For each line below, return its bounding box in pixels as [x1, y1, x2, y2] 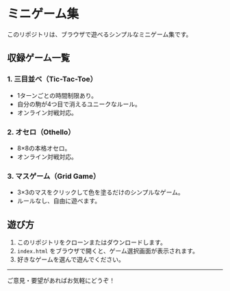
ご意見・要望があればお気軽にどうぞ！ [7, 277, 115, 285]
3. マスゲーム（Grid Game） [7, 171, 101, 181]
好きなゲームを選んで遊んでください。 [16, 255, 125, 264]
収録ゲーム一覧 [7, 52, 71, 64]
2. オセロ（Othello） [7, 127, 75, 137]
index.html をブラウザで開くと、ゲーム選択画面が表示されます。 [16, 247, 199, 255]
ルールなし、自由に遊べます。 [16, 197, 101, 205]
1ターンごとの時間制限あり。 [16, 91, 98, 99]
